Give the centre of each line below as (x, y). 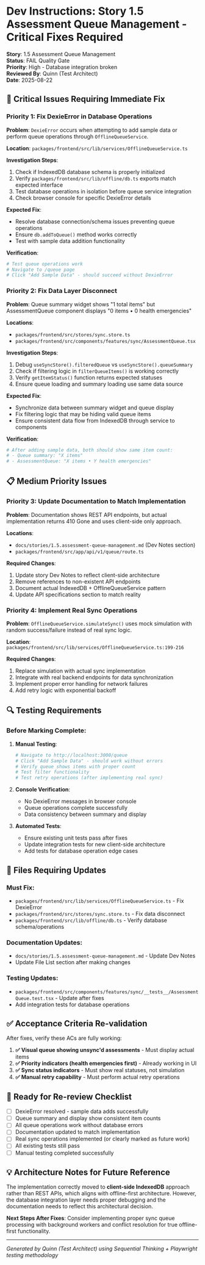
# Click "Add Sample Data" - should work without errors (89, 761)
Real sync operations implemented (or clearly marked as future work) (103, 1139)
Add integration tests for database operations (72, 1004)
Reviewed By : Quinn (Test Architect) (52, 73)
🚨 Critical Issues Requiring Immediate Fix (86, 99)
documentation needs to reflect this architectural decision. (80, 1206)
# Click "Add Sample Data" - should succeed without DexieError (90, 275)
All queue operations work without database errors (79, 1125)
